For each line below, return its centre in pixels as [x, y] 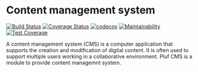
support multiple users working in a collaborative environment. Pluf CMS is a [99, 56]
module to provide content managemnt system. [64, 63]
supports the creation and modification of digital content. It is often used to [98, 50]
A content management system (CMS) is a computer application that [90, 44]
